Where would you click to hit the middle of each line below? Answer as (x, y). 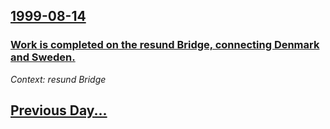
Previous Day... (59, 110)
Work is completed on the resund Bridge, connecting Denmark (165, 45)
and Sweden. (43, 57)
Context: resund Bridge (58, 79)
